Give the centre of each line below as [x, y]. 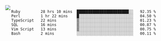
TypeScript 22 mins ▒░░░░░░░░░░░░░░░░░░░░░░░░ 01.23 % [84, 20]
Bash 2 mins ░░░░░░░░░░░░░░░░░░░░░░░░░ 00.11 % [84, 33]
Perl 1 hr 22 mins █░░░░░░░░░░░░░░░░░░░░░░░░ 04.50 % [84, 16]
